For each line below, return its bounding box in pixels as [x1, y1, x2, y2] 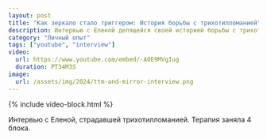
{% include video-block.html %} [8, 100, 114, 109]
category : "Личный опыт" [8, 33, 91, 42]
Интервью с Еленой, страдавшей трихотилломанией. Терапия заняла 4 [8, 115, 252, 124]
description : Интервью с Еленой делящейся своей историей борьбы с [8, 26, 237, 34]
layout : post [8, 11, 52, 20]
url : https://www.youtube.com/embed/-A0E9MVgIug [15, 56, 180, 64]
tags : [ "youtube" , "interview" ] [8, 41, 115, 49]
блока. [8, 123, 31, 133]
